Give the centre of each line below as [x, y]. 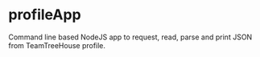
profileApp [45, 15]
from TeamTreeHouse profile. [57, 45]
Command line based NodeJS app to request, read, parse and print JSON [130, 37]
